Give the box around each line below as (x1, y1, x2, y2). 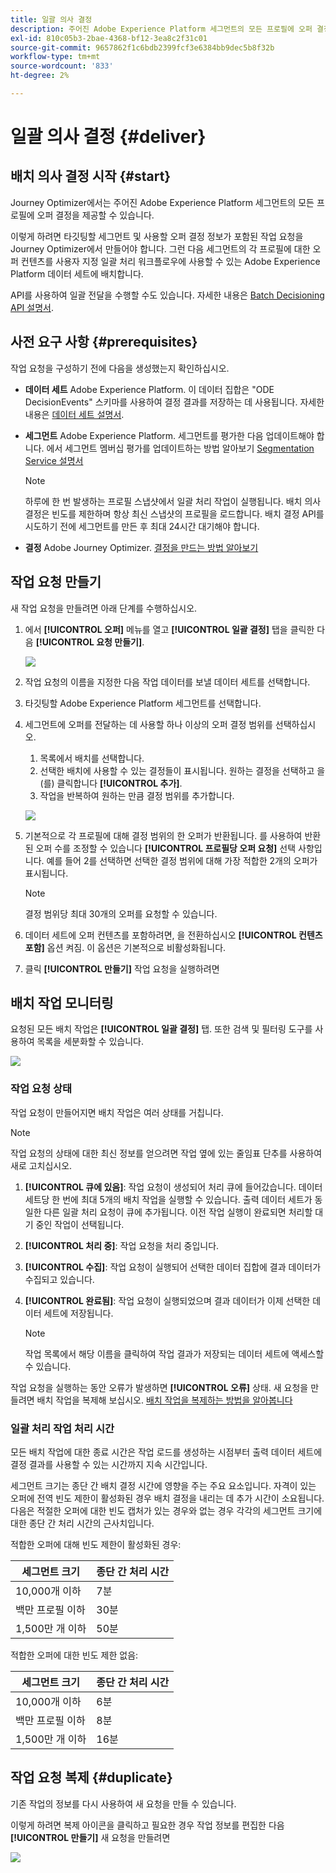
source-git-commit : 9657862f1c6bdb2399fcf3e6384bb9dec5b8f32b (10, 42, 275, 53)
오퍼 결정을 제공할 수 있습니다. (36, 209, 155, 221)
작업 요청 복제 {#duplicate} (10, 1769, 173, 1786)
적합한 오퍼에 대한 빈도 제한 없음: (10, 1649, 139, 1661)
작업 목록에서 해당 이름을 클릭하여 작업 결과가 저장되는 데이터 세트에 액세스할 (24, 1347, 325, 1360)
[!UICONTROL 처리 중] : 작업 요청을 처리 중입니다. (24, 1239, 220, 1251)
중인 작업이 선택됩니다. (35, 1218, 125, 1230)
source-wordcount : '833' (10, 61, 114, 71)
